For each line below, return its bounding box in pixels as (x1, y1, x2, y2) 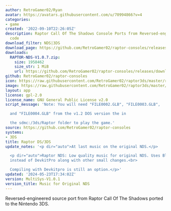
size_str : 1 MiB (14, 64, 49, 69)
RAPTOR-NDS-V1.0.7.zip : (10, 54, 60, 60)
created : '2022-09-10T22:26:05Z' (5, 26, 76, 32)
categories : (5, 17, 31, 22)
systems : (5, 130, 24, 135)
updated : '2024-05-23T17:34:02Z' (5, 172, 76, 177)
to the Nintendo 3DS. (5, 200, 49, 206)
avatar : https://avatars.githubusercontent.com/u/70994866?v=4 (5, 12, 142, 17)
